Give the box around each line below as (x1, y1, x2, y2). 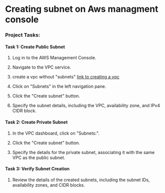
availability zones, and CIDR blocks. (12, 182, 85, 188)
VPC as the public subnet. (12, 154, 66, 160)
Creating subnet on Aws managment (5, 3, 159, 15)
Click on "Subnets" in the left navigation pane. (12, 83, 106, 89)
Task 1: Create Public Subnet (5, 43, 65, 50)
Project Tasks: (5, 32, 41, 39)
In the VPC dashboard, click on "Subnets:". (12, 130, 100, 136)
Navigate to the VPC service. (12, 64, 72, 70)
